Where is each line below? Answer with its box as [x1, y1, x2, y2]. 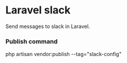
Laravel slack [5, 3, 71, 17]
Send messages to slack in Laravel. [5, 23, 90, 30]
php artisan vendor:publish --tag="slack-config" [5, 51, 122, 58]
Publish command [5, 37, 58, 45]
